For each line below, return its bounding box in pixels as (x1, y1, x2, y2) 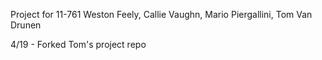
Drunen (10, 19, 42, 31)
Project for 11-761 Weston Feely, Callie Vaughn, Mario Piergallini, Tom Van (10, 9, 313, 20)
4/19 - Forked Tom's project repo (10, 39, 147, 50)
